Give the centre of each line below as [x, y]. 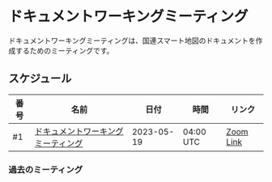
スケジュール [40, 79]
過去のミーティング [46, 169]
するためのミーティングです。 [64, 50]
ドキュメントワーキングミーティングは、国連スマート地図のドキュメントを [132, 40]
